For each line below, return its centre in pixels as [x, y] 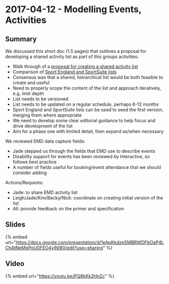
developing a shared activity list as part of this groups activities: [72, 56]
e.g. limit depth [28, 93]
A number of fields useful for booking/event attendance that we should [87, 167]
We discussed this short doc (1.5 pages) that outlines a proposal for [76, 51]
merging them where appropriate [47, 115]
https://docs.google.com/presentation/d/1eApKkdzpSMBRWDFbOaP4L [90, 242]
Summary [21, 39]
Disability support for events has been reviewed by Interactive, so [81, 157]
